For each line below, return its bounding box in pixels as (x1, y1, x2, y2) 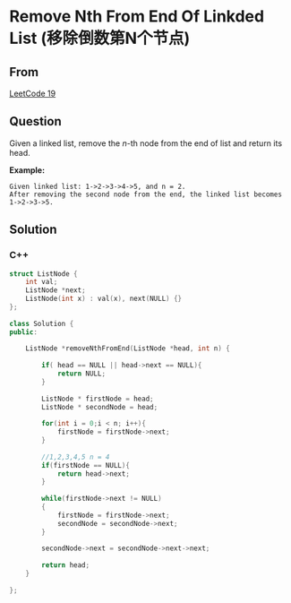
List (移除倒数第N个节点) (9, 29, 191, 48)
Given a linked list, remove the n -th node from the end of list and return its (9, 137, 283, 149)
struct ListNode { (9, 269, 78, 279)
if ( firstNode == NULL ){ (41, 461, 130, 469)
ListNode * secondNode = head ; (41, 402, 158, 411)
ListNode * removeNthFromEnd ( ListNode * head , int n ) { (25, 344, 230, 353)
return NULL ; (56, 369, 106, 378)
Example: (9, 164, 46, 176)
